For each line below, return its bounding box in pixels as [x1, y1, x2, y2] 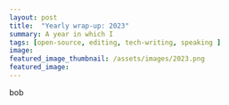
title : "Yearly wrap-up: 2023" [9, 21, 129, 30]
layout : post [9, 12, 58, 22]
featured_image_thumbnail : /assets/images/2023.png [9, 54, 205, 63]
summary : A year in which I [9, 29, 114, 38]
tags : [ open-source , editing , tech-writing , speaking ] [9, 37, 221, 47]
